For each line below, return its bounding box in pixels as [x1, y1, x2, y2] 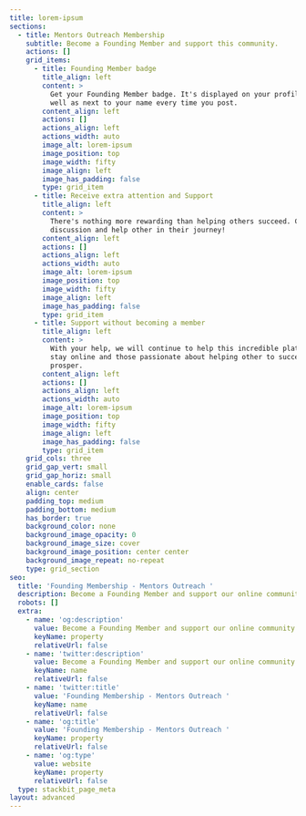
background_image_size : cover [25, 539, 141, 548]
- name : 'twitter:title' [25, 683, 120, 692]
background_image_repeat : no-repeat [25, 555, 166, 565]
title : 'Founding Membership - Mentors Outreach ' [17, 581, 214, 591]
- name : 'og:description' [25, 615, 125, 625]
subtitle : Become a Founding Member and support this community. [25, 38, 280, 48]
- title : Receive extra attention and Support [33, 191, 214, 201]
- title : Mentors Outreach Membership [17, 30, 166, 39]
